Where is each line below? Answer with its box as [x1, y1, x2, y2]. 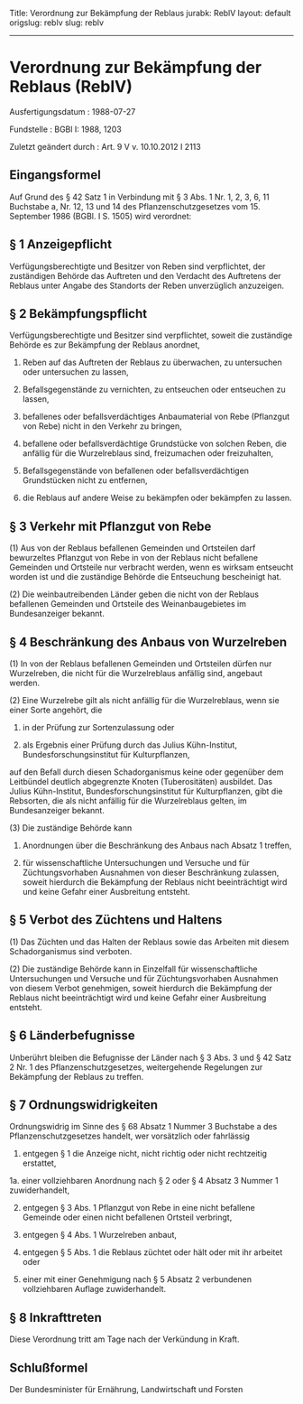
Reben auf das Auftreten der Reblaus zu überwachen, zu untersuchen [22, 357, 282, 368]
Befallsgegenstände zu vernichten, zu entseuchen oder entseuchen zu [22, 384, 286, 395]
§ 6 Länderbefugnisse [9, 1028, 135, 1044]
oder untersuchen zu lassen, [22, 367, 129, 377]
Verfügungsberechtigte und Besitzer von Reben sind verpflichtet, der [9, 261, 266, 272]
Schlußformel [9, 1360, 88, 1375]
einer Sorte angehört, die [9, 704, 103, 715]
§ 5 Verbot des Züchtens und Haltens [9, 912, 223, 928]
